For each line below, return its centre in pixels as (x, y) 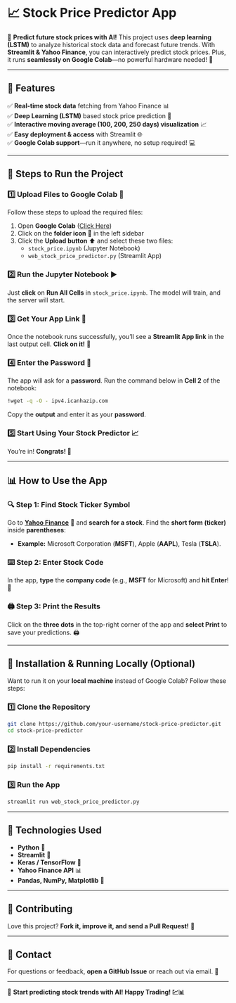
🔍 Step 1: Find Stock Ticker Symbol (69, 504)
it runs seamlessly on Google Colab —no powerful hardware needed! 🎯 (110, 59)
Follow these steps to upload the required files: (75, 212)
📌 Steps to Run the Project (65, 174)
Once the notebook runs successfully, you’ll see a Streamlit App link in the (116, 337)
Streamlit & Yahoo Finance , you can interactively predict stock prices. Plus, (117, 52)
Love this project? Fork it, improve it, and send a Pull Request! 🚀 (101, 926)
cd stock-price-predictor (45, 730)
